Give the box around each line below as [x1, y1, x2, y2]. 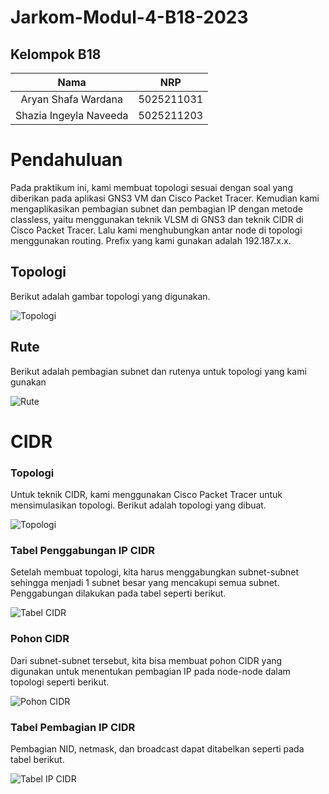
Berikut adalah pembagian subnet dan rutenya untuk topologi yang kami [10, 365, 307, 377]
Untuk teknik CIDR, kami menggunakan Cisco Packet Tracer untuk [10, 489, 283, 501]
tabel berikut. [10, 753, 65, 765]
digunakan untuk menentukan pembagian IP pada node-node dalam [10, 665, 291, 677]
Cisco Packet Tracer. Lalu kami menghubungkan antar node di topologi [10, 224, 303, 236]
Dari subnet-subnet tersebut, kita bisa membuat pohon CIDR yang [10, 654, 283, 666]
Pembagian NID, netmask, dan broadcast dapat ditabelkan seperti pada [10, 742, 305, 755]
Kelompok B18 [10, 46, 102, 63]
